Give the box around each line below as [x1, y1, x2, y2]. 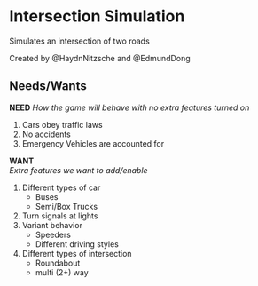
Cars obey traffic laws [21, 119, 104, 130]
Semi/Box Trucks [35, 201, 98, 211]
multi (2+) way [35, 266, 89, 277]
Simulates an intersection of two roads [9, 36, 151, 46]
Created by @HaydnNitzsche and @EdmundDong [9, 52, 191, 63]
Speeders [35, 229, 71, 240]
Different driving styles [35, 238, 120, 250]
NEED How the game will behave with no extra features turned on [9, 102, 250, 113]
